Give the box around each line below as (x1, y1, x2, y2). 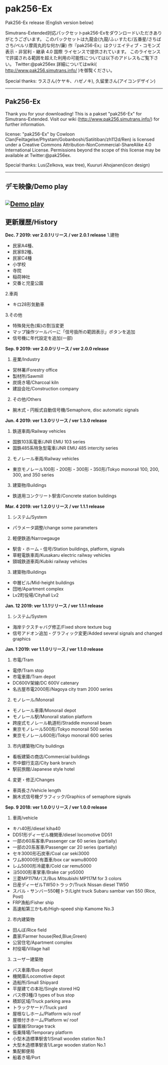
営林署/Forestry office (12, 367, 58, 373)
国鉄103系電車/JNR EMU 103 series (12, 439, 85, 445)
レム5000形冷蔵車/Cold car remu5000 (12, 863, 91, 869)
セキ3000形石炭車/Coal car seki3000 (12, 851, 89, 857)
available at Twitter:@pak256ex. (5, 152, 71, 158)
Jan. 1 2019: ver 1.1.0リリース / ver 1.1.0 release (5, 646, 103, 652)
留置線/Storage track (12, 1023, 55, 1030)
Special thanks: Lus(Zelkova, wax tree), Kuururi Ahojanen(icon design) (5, 162, 150, 168)
